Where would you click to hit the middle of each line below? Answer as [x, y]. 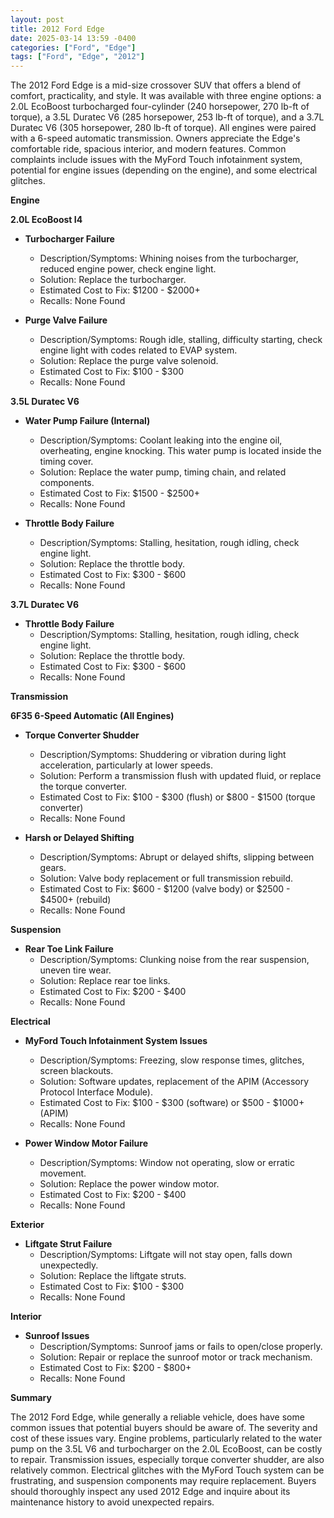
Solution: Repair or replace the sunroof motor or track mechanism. [176, 1357]
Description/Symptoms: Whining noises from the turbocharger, [169, 258]
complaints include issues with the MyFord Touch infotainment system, [156, 160]
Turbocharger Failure [69, 239]
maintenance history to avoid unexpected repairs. [112, 1502]
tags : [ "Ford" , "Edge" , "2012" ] [77, 57]
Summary [31, 1398]
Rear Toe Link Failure [69, 949]
